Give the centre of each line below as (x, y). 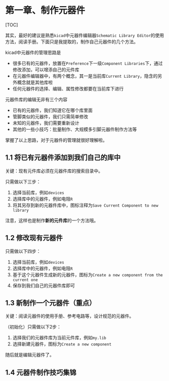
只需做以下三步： (23, 181)
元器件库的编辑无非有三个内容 (36, 99)
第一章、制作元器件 (45, 10)
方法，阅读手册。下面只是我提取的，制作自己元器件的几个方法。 (72, 42)
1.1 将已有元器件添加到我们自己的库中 (63, 158)
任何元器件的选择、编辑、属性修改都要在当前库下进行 (68, 88)
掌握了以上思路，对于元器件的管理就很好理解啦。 (56, 140)
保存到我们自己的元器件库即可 (44, 285)
